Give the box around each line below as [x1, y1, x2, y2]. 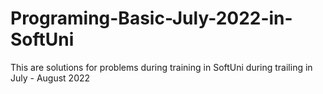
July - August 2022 [10, 72, 91, 84]
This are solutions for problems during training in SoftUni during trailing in [10, 61, 313, 73]
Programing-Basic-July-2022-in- [10, 7, 293, 30]
